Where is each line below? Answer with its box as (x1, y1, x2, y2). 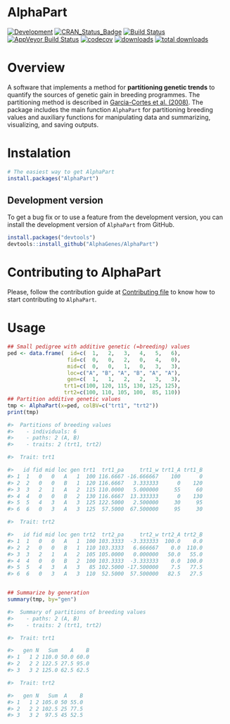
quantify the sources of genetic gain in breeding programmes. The (7, 90, 200, 99)
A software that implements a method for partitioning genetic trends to (7, 82, 215, 92)
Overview (7, 60, 65, 76)
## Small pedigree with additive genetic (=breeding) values (7, 343, 191, 350)
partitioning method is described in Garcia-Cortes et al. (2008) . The (7, 98, 204, 106)
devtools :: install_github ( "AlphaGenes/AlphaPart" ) (7, 241, 159, 248)
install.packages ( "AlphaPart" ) (7, 175, 99, 182)
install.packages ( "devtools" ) (7, 234, 96, 242)
